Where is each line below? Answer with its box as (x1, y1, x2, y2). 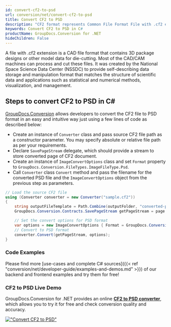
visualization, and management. (5, 82, 72, 88)
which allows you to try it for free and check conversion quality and (5, 301, 147, 307)
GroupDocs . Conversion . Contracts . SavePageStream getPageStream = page (14, 209, 165, 214)
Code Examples (5, 249, 45, 256)
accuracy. (5, 307, 26, 313)
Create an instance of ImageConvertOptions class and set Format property (12, 158, 166, 165)
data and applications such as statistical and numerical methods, (5, 77, 141, 83)
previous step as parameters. (12, 180, 74, 186)
